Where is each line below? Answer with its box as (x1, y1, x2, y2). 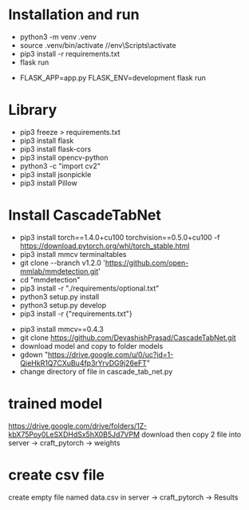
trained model (8, 395, 103, 413)
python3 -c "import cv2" (19, 161, 101, 171)
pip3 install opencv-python (19, 152, 109, 162)
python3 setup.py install (19, 291, 100, 301)
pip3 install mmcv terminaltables (19, 249, 127, 259)
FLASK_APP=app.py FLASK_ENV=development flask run (19, 73, 206, 82)
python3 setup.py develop (19, 300, 106, 310)
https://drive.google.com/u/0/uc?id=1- (47, 350, 174, 359)
